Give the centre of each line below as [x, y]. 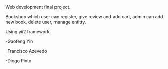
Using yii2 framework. [28, 32]
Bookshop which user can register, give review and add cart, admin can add [84, 17]
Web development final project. [38, 7]
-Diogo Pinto [18, 61]
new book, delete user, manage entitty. [46, 22]
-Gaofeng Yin [19, 41]
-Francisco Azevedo [26, 51]
